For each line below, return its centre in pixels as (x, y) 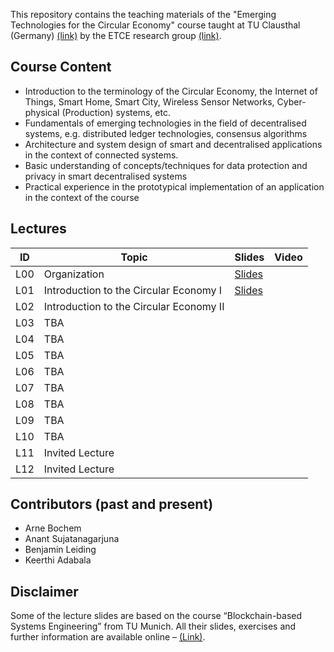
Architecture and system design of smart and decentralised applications (173, 144)
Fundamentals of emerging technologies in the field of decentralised (165, 123)
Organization (74, 274)
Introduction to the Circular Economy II (134, 306)
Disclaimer (44, 591)
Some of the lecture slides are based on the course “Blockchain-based (156, 616)
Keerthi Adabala (58, 560)
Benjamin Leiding (60, 550)
